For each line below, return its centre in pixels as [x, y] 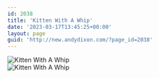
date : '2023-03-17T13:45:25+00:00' [60, 27]
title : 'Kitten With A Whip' [50, 20]
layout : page [26, 33]
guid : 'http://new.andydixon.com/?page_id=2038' [80, 40]
